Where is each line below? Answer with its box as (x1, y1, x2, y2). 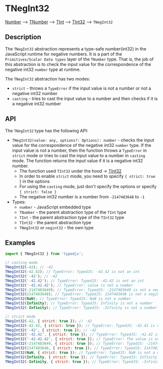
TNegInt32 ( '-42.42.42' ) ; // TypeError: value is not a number (5, 283, 133, 288)
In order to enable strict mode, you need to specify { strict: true (19, 173, 156, 179)
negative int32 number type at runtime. (5, 66, 81, 72)
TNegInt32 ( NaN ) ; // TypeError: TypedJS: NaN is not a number (5, 296, 131, 301)
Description (5, 33, 41, 41)
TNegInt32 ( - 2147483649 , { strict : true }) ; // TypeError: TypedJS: (5, 341, 145, 346)
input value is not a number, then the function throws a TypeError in (12, 147, 147, 153)
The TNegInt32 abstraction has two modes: (5, 76, 91, 81)
